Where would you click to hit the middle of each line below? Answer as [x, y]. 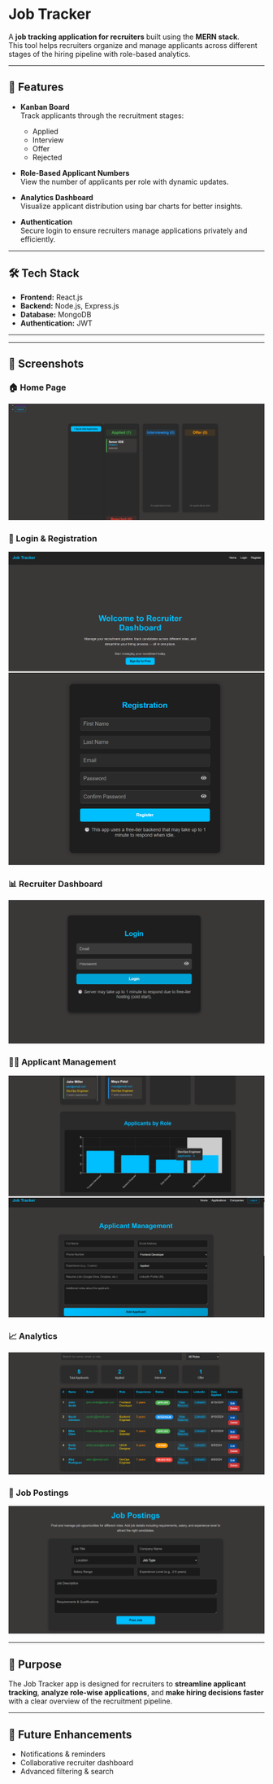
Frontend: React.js [52, 297]
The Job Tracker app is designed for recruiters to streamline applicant [127, 1684]
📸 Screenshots [46, 363]
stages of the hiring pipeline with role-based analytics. [100, 54]
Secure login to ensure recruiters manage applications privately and [134, 230]
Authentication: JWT [56, 323]
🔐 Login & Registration [53, 538]
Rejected [47, 157]
